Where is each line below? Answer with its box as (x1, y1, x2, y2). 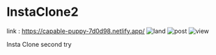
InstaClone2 (6, 4, 79, 20)
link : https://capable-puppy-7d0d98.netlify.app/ (6, 27, 146, 35)
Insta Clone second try (6, 40, 72, 48)
